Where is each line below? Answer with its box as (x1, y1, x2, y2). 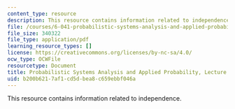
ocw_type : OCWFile (7, 56, 61, 63)
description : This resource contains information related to (7, 17, 190, 24)
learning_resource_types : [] (7, 43, 92, 50)
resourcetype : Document (7, 62, 77, 69)
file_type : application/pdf (7, 36, 90, 43)
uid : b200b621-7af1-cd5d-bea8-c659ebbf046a (7, 75, 136, 82)
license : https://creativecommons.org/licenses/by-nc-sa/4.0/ (7, 50, 192, 57)
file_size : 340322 (7, 29, 61, 37)
